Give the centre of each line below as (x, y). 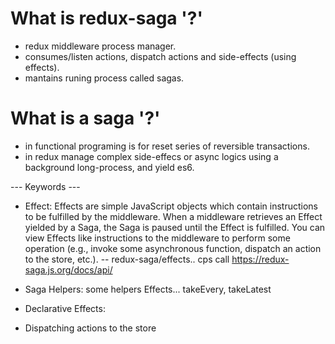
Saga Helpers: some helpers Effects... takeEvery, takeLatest (148, 289)
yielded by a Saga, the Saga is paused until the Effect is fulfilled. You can (175, 227)
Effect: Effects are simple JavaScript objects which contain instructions (171, 206)
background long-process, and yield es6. (109, 167)
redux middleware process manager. (100, 46)
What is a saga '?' (85, 118)
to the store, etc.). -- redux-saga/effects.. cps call (127, 259)
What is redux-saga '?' (106, 18)
